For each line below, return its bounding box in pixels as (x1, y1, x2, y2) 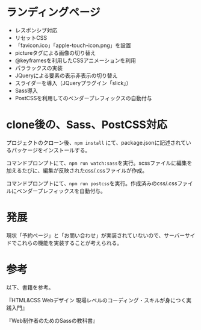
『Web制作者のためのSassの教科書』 (6, 317, 98, 324)
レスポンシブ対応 (14, 27, 58, 34)
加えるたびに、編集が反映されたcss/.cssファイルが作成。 (6, 167, 148, 174)
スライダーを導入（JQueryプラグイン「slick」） (14, 79, 132, 86)
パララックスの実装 (14, 64, 63, 71)
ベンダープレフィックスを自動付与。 (16, 187, 107, 194)
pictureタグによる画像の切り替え (14, 49, 96, 56)
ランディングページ (6, 5, 100, 19)
